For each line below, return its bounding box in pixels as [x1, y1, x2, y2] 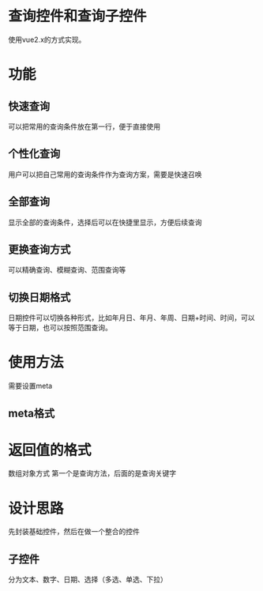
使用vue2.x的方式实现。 [8, 35, 86, 44]
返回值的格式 [8, 441, 92, 459]
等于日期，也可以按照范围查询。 [8, 323, 112, 333]
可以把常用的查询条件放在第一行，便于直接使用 [8, 122, 160, 131]
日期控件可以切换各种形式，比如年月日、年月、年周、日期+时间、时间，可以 [8, 313, 255, 322]
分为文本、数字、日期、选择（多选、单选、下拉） [8, 574, 167, 585]
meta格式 [8, 406, 55, 420]
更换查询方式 [8, 243, 71, 256]
